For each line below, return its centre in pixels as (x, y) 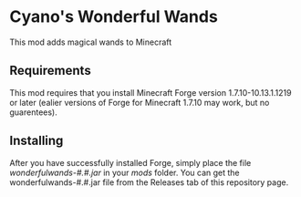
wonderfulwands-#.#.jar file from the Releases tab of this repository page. (149, 182)
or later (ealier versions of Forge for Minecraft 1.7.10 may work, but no (140, 102)
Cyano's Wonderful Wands (114, 17)
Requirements (50, 71)
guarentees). (33, 112)
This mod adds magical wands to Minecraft (91, 42)
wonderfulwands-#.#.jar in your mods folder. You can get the (125, 172)
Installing (36, 141)
